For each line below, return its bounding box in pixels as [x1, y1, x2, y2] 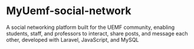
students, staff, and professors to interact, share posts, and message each [6, 30, 188, 37]
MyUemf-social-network [6, 4, 132, 18]
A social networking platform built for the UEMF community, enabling [6, 24, 175, 31]
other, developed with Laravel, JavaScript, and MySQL [6, 36, 139, 43]
